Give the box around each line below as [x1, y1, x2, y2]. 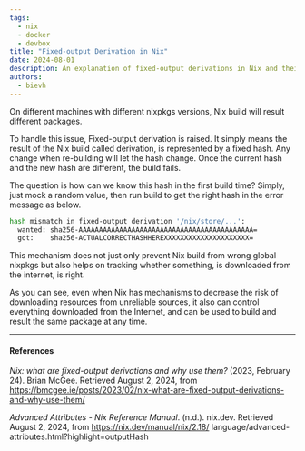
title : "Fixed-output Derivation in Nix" [9, 47, 169, 56]
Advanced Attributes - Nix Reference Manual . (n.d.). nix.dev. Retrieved [9, 412, 274, 423]
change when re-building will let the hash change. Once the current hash [9, 152, 283, 164]
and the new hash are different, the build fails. [9, 162, 182, 173]
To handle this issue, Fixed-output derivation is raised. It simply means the [9, 133, 288, 144]
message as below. [9, 199, 82, 210]
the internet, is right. [9, 269, 85, 280]
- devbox [17, 38, 51, 48]
